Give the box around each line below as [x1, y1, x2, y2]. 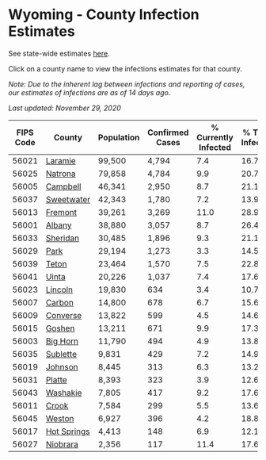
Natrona [45, 168, 76, 179]
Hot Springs [45, 426, 90, 437]
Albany [45, 220, 72, 231]
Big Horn [45, 335, 79, 347]
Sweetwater [45, 194, 91, 205]
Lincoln [45, 284, 74, 295]
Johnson [45, 361, 79, 372]
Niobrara [45, 439, 79, 450]
